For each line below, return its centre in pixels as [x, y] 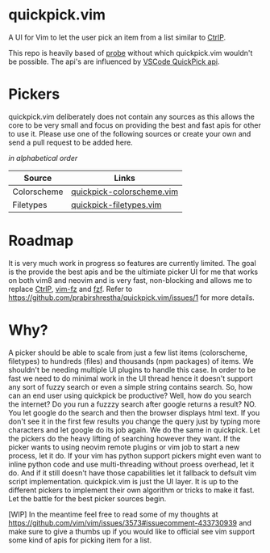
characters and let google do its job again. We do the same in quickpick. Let [134, 429]
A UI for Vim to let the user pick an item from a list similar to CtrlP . [117, 37]
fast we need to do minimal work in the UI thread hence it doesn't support [131, 378]
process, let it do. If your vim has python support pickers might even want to [135, 455]
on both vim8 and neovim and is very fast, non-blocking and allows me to [130, 280]
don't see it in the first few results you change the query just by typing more [134, 421]
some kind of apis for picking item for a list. [80, 540]
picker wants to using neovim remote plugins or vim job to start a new [124, 447]
